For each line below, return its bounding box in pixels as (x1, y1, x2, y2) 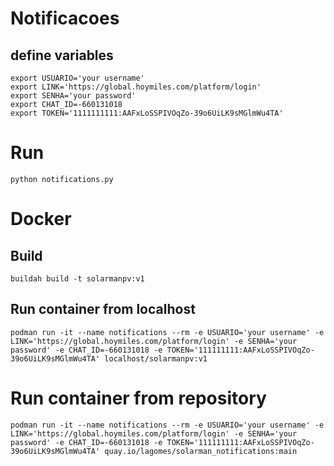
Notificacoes (10, 7, 120, 30)
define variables (10, 47, 114, 64)
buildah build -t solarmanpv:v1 (10, 273, 145, 284)
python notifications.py (10, 174, 114, 184)
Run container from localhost (10, 301, 196, 318)
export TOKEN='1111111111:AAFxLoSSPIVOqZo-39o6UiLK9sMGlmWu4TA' (10, 108, 284, 118)
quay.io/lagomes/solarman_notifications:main (104, 446, 298, 456)
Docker (10, 208, 72, 231)
